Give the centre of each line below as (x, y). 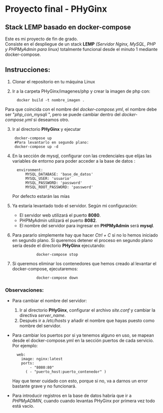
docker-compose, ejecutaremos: (45, 268)
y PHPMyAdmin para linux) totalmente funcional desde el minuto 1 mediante (81, 49)
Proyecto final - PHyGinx (56, 9)
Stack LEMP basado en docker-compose (68, 27)
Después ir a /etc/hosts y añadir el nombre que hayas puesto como (87, 321)
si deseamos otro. (51, 120)
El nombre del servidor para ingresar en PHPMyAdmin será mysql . (87, 225)
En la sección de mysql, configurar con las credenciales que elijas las (82, 156)
